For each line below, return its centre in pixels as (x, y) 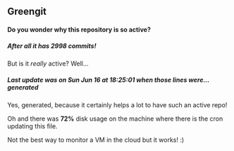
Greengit (27, 12)
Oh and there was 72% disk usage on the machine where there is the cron (115, 119)
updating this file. (32, 126)
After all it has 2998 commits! (52, 46)
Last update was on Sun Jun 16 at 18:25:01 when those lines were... (109, 80)
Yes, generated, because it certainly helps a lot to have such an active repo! (117, 104)
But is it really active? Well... (48, 64)
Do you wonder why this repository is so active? (79, 29)
